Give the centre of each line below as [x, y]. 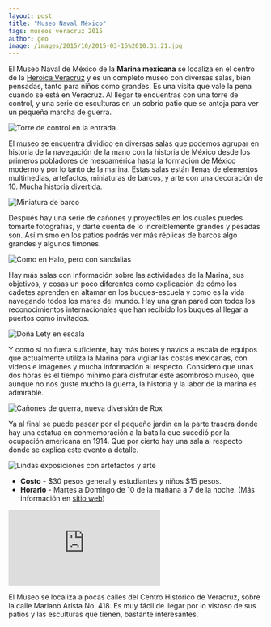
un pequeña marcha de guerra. [60, 112]
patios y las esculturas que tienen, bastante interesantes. [104, 614]
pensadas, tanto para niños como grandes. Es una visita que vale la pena [130, 87]
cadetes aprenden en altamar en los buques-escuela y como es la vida [127, 292]
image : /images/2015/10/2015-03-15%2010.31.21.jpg [95, 46]
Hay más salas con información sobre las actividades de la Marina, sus [127, 275]
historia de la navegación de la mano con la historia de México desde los [129, 152]
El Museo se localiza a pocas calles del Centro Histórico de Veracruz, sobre [135, 597]
